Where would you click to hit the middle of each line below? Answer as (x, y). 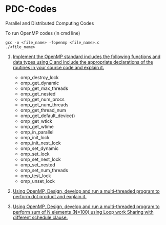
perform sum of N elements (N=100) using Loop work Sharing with (83, 212)
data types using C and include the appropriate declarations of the (83, 62)
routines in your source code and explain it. (58, 67)
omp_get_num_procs (43, 99)
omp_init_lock (35, 137)
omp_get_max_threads (44, 88)
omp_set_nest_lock (40, 159)
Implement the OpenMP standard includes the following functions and (86, 57)
